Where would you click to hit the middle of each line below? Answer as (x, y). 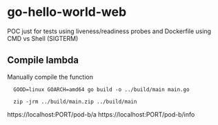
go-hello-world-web (67, 12)
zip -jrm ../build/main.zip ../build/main (75, 102)
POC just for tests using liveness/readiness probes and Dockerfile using (109, 31)
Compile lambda (43, 60)
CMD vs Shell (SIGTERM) (43, 38)
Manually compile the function (50, 77)
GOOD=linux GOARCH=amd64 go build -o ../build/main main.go (101, 89)
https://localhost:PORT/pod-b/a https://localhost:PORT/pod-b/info (101, 114)
